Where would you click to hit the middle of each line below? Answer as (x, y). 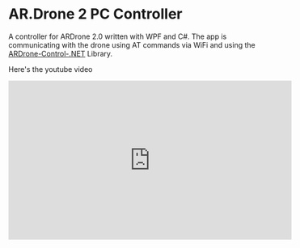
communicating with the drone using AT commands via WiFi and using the (132, 44)
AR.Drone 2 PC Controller (95, 14)
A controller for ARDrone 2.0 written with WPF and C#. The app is (118, 36)
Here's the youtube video (51, 69)
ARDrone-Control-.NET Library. (61, 53)
